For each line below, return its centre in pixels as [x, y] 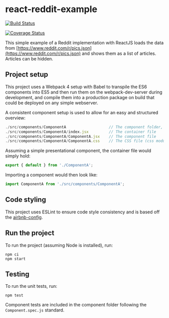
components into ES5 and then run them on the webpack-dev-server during [84, 92]
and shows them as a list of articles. [119, 53]
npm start [16, 259]
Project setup [27, 75]
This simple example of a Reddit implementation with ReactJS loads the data [84, 43]
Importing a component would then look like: [52, 175]
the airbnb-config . [24, 217]
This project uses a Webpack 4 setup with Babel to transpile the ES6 [76, 87]
